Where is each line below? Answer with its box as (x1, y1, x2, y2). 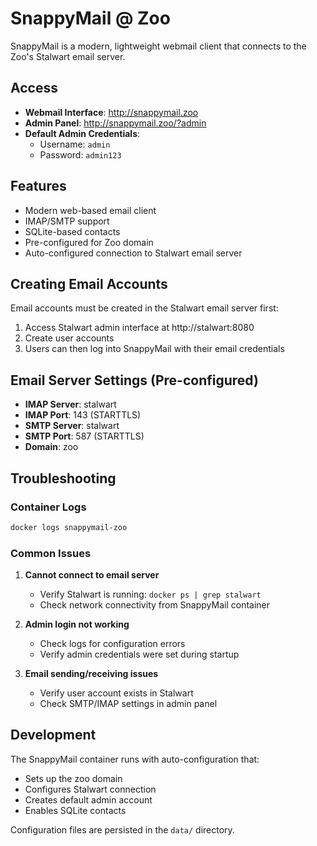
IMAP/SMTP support (24, 215, 110, 227)
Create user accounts (24, 332, 115, 344)
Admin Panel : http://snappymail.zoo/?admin (24, 117, 207, 129)
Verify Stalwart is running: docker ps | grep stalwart (39, 588, 262, 601)
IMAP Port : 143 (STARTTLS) (24, 409, 142, 421)
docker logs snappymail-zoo (10, 522, 128, 532)
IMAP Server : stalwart (24, 398, 117, 411)
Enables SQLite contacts (24, 804, 127, 816)
